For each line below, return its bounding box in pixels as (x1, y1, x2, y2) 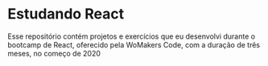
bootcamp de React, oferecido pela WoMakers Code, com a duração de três (7, 39, 261, 49)
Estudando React (7, 5, 125, 23)
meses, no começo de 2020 (7, 48, 101, 58)
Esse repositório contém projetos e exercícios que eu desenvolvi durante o (7, 31, 255, 41)
